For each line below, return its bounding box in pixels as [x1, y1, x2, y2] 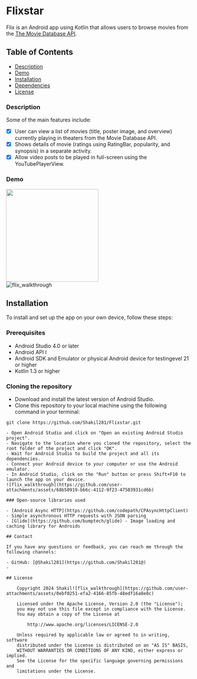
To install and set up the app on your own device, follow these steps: [6, 314, 173, 321]
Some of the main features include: [6, 117, 91, 124]
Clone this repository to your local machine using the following [14, 401, 167, 409]
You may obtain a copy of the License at [17, 611, 120, 617]
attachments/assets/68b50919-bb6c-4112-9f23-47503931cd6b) [6, 487, 155, 493]
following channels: [6, 549, 57, 555]
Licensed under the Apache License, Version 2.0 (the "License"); [17, 601, 183, 607]
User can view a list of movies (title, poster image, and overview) [14, 128, 173, 135]
